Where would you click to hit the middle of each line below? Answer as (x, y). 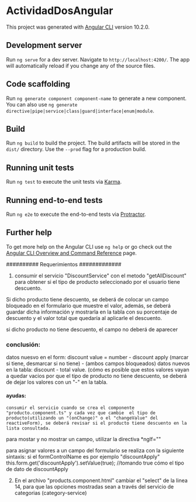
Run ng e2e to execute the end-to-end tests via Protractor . (76, 214)
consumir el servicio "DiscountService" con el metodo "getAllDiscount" (101, 276)
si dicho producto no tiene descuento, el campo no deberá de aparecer (92, 329)
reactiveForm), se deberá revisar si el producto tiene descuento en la (97, 423)
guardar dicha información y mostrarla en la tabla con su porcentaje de (92, 312)
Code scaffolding (38, 84)
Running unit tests (40, 168)
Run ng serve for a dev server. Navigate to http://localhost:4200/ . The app (98, 59)
